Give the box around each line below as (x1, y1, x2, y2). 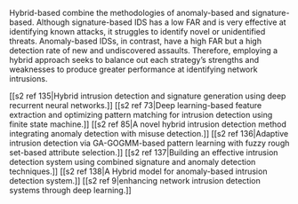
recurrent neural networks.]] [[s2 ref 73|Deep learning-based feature (9, 100, 262, 110)
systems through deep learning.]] (9, 185, 132, 195)
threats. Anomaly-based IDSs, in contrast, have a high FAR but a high (9, 35, 262, 46)
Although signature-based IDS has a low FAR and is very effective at (36, 17, 286, 27)
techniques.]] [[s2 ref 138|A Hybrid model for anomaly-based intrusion (9, 166, 268, 177)
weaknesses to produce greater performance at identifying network (9, 64, 258, 75)
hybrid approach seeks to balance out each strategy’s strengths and (9, 55, 260, 65)
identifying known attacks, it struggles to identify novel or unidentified (9, 27, 266, 36)
